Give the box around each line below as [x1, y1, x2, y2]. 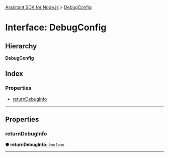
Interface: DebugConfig [5, 22, 107, 33]
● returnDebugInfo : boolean [5, 141, 64, 147]
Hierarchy [5, 42, 37, 50]
